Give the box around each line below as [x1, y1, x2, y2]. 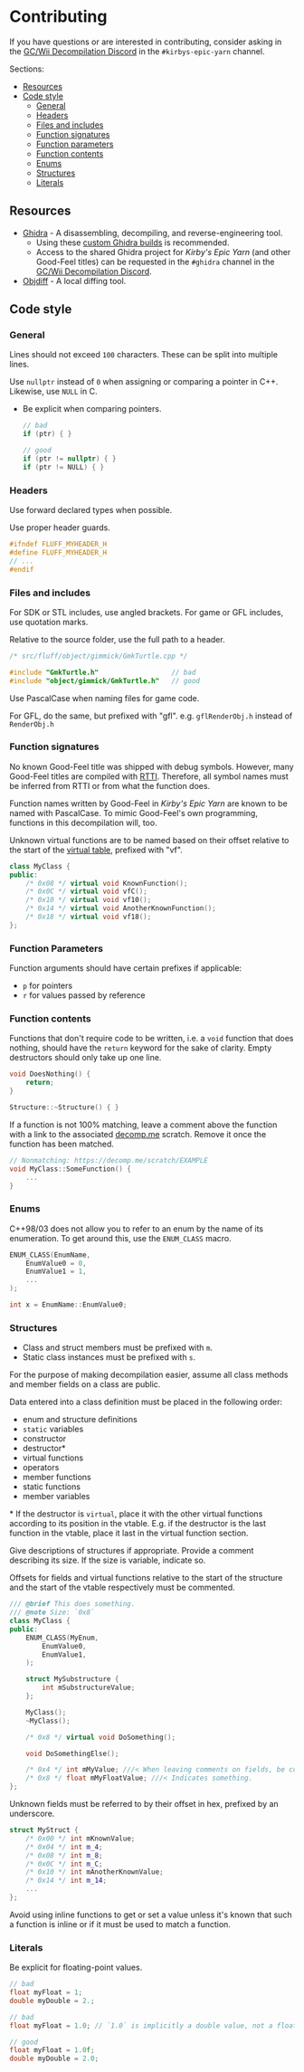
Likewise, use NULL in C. [9, 386, 98, 397]
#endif [9, 565, 34, 574]
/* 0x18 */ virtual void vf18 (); [25, 912, 152, 922]
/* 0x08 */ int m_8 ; [25, 1850, 103, 1860]
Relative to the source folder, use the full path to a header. [9, 633, 225, 644]
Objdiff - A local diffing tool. [22, 275, 127, 286]
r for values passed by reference [22, 990, 146, 1001]
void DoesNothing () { [9, 1069, 91, 1079]
